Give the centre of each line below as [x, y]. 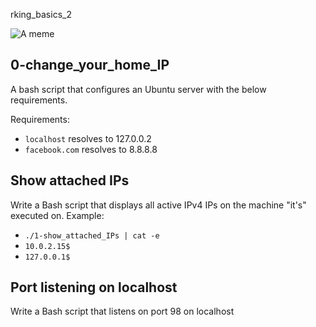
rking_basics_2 [41, 14]
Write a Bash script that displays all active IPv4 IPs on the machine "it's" [158, 205]
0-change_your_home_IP [90, 65]
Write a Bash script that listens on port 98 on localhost [122, 311]
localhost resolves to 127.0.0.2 [88, 138]
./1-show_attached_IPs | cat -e [92, 235]
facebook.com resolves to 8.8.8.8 [91, 149]
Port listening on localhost [94, 287]
